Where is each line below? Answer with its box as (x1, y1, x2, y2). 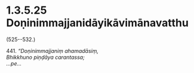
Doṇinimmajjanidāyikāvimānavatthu (6, 16, 189, 30)
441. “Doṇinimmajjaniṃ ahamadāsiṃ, (6, 47, 98, 54)
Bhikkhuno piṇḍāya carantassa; (6, 53, 85, 61)
